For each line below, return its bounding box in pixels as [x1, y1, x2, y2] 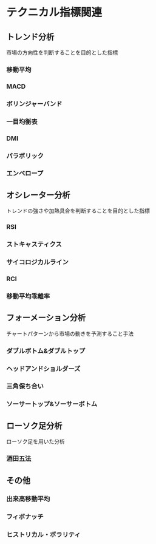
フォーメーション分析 [6, 313, 86, 323]
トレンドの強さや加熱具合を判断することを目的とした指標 [6, 207, 150, 214]
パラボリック [6, 151, 44, 160]
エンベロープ [6, 169, 44, 178]
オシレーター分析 [6, 189, 70, 200]
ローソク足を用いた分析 [6, 438, 65, 445]
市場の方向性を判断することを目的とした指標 [6, 49, 118, 56]
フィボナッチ [6, 512, 44, 521]
